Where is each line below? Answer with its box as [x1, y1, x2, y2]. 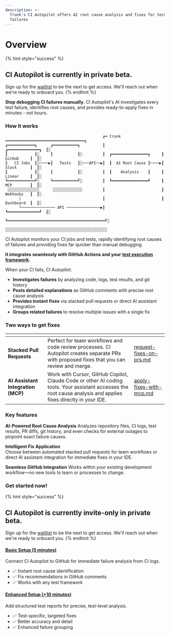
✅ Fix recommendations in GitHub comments [12, 574, 107, 580]
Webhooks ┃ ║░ [5, 192, 42, 197]
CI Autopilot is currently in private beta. [5, 70, 133, 79]
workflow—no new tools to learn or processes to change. [5, 469, 125, 475]
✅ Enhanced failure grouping [12, 624, 73, 630]
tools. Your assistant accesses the [47, 383, 129, 390]
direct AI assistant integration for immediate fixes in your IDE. [5, 454, 133, 460]
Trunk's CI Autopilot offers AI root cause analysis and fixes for [10, 12, 155, 17]
